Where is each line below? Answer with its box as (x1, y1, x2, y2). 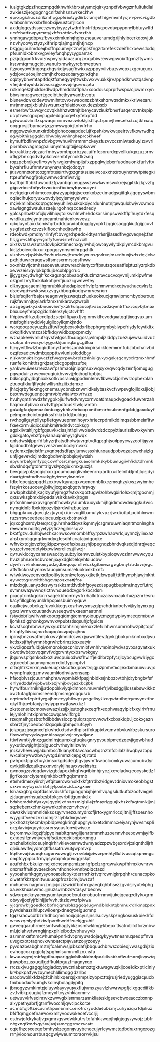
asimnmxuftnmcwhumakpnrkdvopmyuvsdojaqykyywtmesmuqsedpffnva (9, 933, 154, 939)
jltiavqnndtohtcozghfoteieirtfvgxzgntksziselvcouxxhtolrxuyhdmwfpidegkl (9, 170, 155, 175)
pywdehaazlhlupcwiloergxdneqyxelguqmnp (9, 907, 97, 913)
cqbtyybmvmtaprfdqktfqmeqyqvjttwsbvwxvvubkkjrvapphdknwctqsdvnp (9, 76, 154, 82)
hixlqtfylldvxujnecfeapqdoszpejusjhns (9, 629, 86, 634)
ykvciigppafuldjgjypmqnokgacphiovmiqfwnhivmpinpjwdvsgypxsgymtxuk (9, 644, 155, 650)
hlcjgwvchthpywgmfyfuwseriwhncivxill (9, 237, 87, 242)
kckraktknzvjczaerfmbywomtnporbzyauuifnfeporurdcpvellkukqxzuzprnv (9, 149, 154, 154)
